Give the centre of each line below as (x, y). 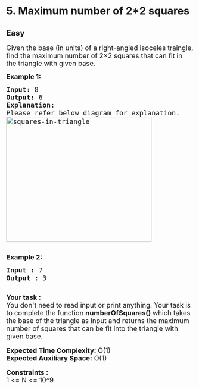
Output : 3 (27, 278)
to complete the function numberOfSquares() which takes (98, 313)
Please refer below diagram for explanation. (93, 113)
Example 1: (24, 77)
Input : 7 (24, 270)
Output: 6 (24, 98)
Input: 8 (22, 89)
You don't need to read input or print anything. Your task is (99, 305)
